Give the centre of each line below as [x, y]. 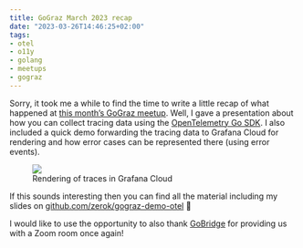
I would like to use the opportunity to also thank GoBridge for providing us [148, 223]
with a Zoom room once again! [67, 232]
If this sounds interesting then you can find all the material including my [144, 196]
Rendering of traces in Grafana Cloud [103, 178]
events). [25, 151]
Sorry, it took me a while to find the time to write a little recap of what [139, 103]
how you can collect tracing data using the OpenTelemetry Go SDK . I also [147, 122]
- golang [26, 60]
